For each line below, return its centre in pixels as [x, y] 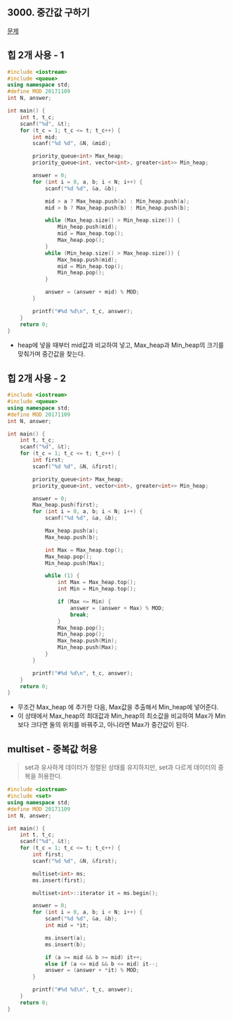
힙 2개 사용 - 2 [37, 378]
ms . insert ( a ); [65, 938]
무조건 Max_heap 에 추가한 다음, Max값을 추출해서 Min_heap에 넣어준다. [118, 707]
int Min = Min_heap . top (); [97, 589]
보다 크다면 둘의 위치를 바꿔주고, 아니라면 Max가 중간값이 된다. [103, 725]
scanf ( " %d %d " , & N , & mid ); [72, 144]
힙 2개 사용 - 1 [36, 55]
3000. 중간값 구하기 [48, 13]
